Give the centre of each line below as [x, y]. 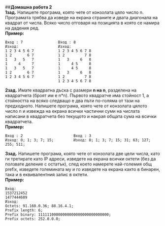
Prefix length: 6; [24, 210]
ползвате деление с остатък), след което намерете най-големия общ [79, 164]
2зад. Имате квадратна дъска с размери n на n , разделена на [71, 90]
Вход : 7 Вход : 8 [41, 42]
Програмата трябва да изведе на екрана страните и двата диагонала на [81, 17]
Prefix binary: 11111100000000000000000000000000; [58, 215]
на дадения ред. [22, 28]
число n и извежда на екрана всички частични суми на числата [73, 111]
